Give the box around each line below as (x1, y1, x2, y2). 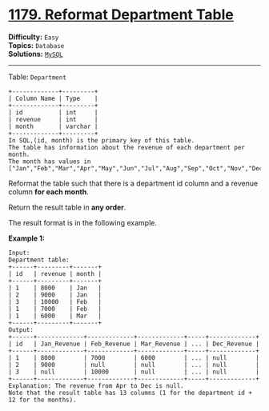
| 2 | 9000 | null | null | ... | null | (8, 361, 260, 369)
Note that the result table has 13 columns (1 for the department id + (8, 389, 252, 397)
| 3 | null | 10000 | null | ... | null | (8, 368, 260, 376)
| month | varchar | (8, 122, 98, 130)
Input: (8, 249, 30, 257)
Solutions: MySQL (8, 49, 63, 58)
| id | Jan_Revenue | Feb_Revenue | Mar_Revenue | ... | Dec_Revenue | (8, 340, 260, 348)
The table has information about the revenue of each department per (8, 143, 246, 151)
